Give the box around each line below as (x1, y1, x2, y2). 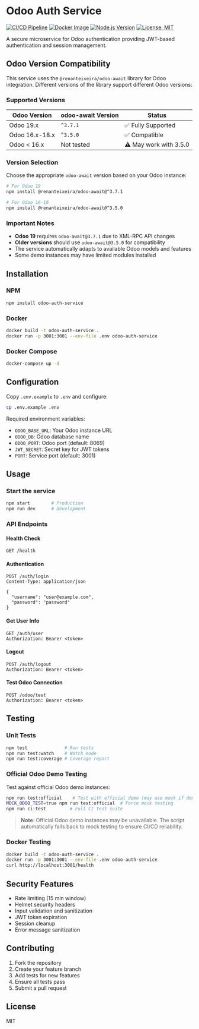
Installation (6, 269, 49, 279)
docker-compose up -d (6, 361, 60, 367)
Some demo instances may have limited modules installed (14, 251, 156, 259)
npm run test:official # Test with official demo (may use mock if (6, 795, 184, 801)
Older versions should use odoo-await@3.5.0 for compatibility (14, 239, 166, 246)
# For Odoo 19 (6, 183, 41, 190)
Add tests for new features (14, 971, 80, 979)
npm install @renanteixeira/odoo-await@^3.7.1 (6, 189, 123, 195)
